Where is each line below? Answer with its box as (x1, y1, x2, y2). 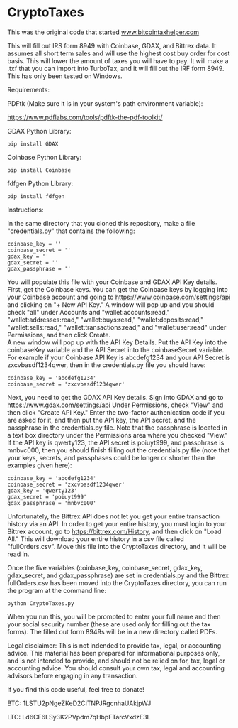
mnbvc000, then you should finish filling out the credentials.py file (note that (7, 445, 230, 455)
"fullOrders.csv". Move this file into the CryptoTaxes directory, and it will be (7, 542, 227, 550)
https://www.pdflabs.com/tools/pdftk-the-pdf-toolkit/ (7, 113, 163, 121)
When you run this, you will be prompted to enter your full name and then (7, 612, 221, 621)
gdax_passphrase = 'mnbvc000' (7, 499, 97, 506)
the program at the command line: (7, 586, 107, 594)
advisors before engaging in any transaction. (7, 671, 138, 680)
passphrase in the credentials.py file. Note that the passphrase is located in (7, 423, 228, 432)
